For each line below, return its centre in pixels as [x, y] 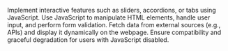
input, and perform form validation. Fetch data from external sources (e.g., [114, 25]
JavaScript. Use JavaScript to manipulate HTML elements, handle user [109, 17]
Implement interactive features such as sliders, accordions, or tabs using [112, 10]
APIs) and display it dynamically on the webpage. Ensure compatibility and [114, 32]
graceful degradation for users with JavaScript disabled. [88, 40]
